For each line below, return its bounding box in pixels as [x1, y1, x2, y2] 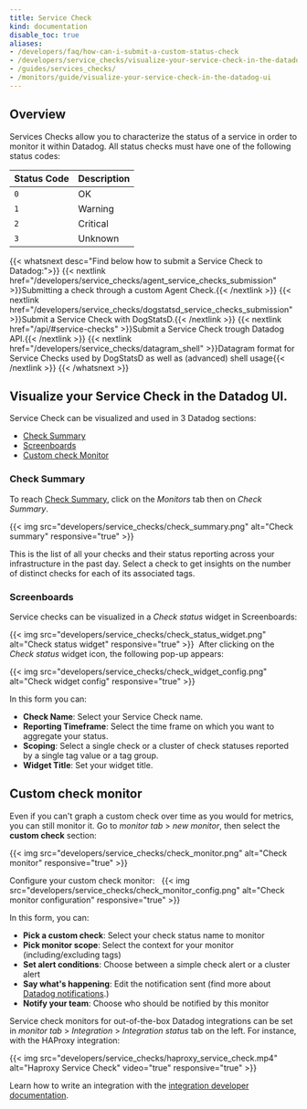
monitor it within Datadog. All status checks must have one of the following [9, 141, 291, 152]
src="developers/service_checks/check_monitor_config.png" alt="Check [9, 884, 285, 895]
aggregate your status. [22, 730, 109, 741]
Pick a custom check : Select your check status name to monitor [22, 929, 265, 941]
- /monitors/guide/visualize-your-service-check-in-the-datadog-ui [9, 73, 272, 82]
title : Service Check [9, 13, 92, 23]
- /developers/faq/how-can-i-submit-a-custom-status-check [9, 48, 239, 57]
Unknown [78, 232, 120, 245]
